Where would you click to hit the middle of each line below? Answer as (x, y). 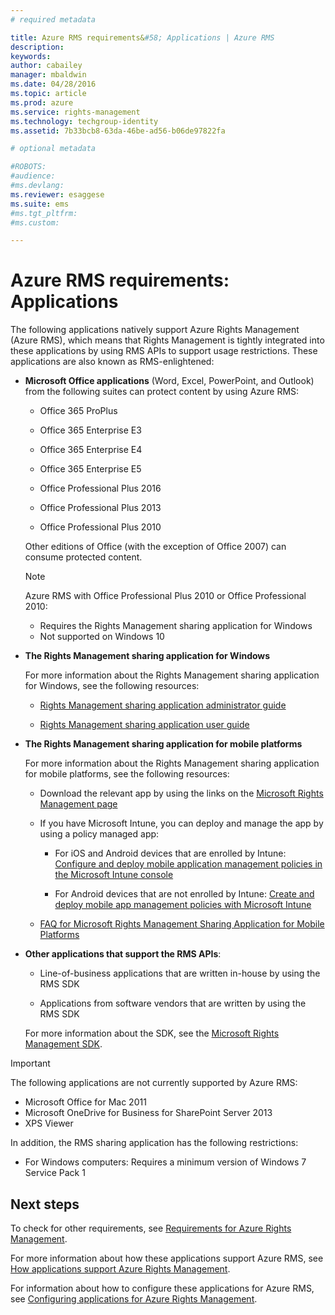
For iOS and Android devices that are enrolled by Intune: (170, 853)
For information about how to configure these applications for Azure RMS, (162, 1288)
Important (30, 1063)
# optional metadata (53, 149)
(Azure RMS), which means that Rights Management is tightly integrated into (167, 340)
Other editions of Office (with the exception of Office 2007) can (155, 547)
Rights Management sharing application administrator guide (163, 705)
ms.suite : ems (40, 204)
